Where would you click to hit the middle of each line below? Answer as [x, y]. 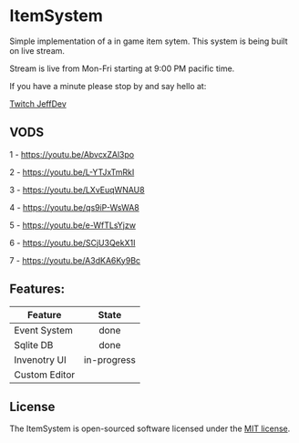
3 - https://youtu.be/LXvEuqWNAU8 [77, 190]
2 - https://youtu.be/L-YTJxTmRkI [72, 172]
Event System [43, 330]
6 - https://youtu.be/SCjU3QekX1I [72, 242]
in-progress [110, 359]
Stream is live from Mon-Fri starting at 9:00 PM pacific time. [122, 68]
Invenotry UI [40, 359]
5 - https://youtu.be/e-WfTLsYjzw [73, 225]
